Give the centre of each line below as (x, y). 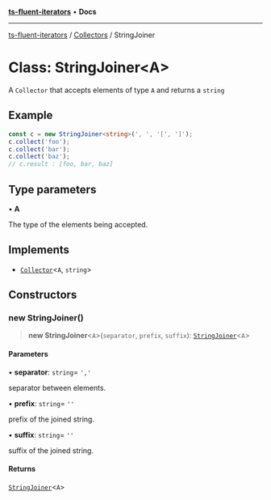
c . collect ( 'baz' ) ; (39, 157)
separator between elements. (57, 388)
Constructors (43, 295)
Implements (39, 250)
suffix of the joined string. (51, 450)
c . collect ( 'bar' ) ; (39, 149)
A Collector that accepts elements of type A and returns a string (117, 90)
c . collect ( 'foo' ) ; (39, 142)
